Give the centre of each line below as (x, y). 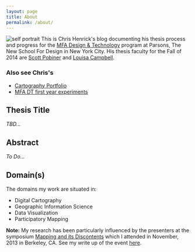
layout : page (22, 11)
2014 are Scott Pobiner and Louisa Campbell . (60, 58)
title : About (22, 17)
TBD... (13, 124)
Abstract (22, 142)
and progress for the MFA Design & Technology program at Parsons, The (94, 45)
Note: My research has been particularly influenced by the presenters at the (98, 230)
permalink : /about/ (30, 22)
